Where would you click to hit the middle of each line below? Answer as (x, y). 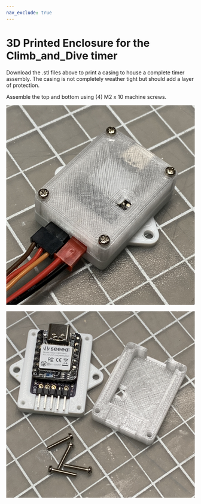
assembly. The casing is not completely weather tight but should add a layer (100, 79)
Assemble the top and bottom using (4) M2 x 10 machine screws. (86, 96)
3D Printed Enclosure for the (78, 43)
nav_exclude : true (29, 13)
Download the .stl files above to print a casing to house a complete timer (95, 73)
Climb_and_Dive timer (62, 55)
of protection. (23, 85)
